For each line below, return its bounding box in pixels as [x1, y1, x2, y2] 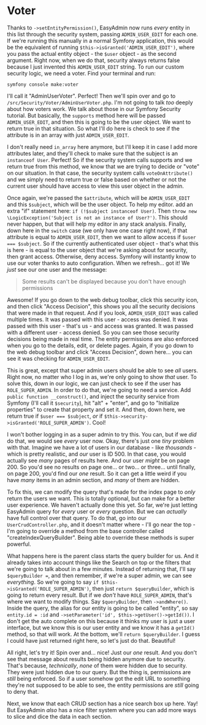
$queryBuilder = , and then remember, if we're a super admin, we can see [7, 572, 193, 579]
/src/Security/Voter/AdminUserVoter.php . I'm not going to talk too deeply [7, 99, 193, 106]
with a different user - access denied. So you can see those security [7, 329, 180, 336]
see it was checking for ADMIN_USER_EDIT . [7, 355, 110, 362]
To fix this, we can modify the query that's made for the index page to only [7, 488, 196, 496]
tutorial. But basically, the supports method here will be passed [7, 112, 166, 119]
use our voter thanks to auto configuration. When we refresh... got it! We [7, 259, 190, 267]
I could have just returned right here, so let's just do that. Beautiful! [7, 637, 176, 644]
